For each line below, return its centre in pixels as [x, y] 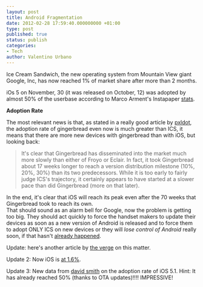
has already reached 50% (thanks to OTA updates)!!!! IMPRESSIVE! [90, 277]
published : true [27, 35]
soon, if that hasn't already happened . [54, 236]
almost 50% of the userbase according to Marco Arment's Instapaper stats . [101, 99]
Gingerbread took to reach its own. [50, 203]
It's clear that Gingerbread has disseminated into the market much [104, 153]
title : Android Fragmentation [45, 18]
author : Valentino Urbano [39, 57]
